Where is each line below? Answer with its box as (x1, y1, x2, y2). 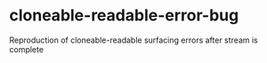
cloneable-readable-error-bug (9, 5, 239, 26)
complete (9, 43, 44, 54)
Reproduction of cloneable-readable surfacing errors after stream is (9, 35, 258, 45)
